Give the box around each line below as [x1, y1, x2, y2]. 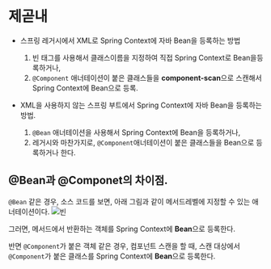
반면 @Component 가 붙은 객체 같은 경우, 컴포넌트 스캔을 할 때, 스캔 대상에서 [8, 241, 240, 250]
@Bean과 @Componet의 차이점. [8, 174, 168, 187]
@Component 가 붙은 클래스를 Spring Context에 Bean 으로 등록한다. [8, 251, 216, 261]
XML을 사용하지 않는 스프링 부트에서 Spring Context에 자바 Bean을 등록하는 [19, 100, 263, 110]
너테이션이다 [8, 207, 49, 216]
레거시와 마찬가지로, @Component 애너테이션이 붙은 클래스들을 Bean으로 [32, 137, 255, 147]
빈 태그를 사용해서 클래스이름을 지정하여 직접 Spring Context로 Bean [32, 53, 251, 62]
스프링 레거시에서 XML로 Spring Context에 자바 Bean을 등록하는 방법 [19, 36, 241, 45]
